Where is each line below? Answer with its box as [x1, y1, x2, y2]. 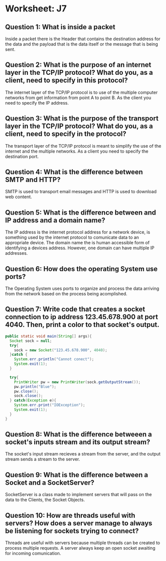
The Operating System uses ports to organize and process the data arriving [5, 285, 160, 291]
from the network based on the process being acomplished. [5, 291, 128, 297]
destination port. [5, 153, 39, 159]
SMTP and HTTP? [5, 175, 61, 184]
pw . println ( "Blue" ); [14, 384, 56, 389]
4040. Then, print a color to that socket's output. [5, 321, 160, 329]
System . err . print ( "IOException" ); [14, 402, 85, 408]
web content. [5, 194, 32, 200]
